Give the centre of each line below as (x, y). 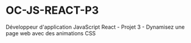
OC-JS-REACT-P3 (52, 10)
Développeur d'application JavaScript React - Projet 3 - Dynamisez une (95, 27)
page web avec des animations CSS (51, 33)
